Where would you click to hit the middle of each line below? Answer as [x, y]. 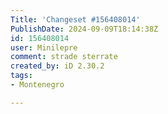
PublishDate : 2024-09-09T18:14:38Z [84, 29]
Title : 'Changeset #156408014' [75, 19]
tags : [21, 76]
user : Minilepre [44, 47]
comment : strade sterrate [64, 57]
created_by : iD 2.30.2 [57, 66]
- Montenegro [37, 85]
